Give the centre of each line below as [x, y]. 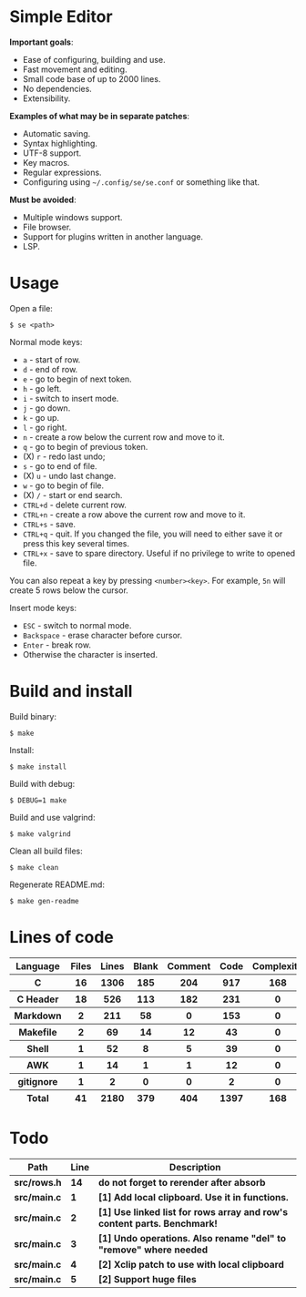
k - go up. [41, 417]
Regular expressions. [62, 172]
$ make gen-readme [44, 901]
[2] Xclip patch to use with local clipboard [192, 1264]
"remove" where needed [153, 1250]
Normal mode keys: [46, 342]
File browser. [47, 227]
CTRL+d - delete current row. [75, 505]
